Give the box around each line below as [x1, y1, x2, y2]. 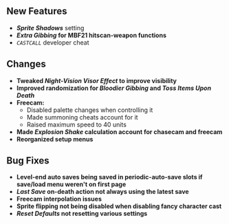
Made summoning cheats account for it [26, 113, 138, 121]
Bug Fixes [6, 155, 50, 167]
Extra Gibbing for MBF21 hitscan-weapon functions [16, 31, 166, 39]
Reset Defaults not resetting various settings [16, 210, 148, 218]
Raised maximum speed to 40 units [26, 120, 127, 128]
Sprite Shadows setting [16, 23, 85, 32]
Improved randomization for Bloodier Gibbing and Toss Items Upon [16, 84, 211, 92]
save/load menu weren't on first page [16, 180, 127, 188]
